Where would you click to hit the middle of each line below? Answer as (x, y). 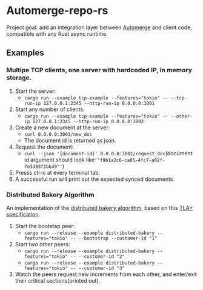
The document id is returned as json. (70, 140)
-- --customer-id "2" (98, 256)
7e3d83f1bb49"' (43, 167)
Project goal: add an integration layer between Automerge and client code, (99, 27)
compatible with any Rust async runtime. (57, 33)
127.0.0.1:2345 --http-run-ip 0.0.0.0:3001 (99, 103)
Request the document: (44, 147)
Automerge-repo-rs (57, 11)
